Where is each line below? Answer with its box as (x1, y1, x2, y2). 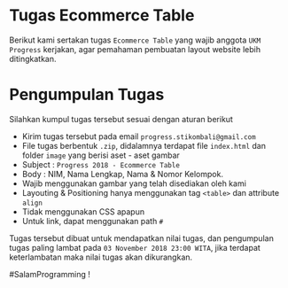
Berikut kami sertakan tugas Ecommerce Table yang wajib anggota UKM (9, 35, 261, 45)
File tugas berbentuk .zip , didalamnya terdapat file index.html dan (21, 140, 266, 151)
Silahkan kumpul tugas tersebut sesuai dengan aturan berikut (9, 113, 233, 124)
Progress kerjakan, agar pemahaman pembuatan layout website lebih (9, 43, 261, 54)
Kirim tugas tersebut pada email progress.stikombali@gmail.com (21, 130, 256, 142)
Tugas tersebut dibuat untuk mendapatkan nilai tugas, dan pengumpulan (9, 232, 275, 244)
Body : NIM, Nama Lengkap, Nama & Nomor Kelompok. (21, 168, 224, 179)
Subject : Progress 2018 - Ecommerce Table (21, 159, 180, 169)
